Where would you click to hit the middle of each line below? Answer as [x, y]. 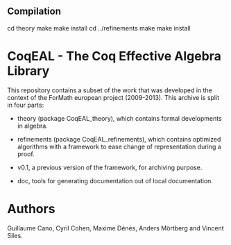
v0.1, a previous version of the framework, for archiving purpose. [110, 167]
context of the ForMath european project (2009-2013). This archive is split [113, 97]
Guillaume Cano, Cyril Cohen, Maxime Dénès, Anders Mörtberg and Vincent [115, 228]
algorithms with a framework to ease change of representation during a [119, 146]
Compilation [34, 11]
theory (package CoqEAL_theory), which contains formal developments [119, 118]
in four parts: [26, 105]
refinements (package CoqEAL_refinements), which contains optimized [119, 139]
